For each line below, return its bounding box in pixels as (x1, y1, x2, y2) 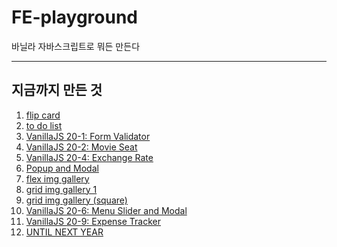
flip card (25, 109, 61, 121)
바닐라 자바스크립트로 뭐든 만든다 (11, 40, 141, 52)
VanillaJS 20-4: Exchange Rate (25, 151, 154, 163)
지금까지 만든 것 (11, 82, 103, 99)
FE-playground (11, 6, 139, 29)
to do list (25, 119, 63, 131)
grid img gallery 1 (25, 183, 98, 195)
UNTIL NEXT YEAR (25, 226, 104, 238)
